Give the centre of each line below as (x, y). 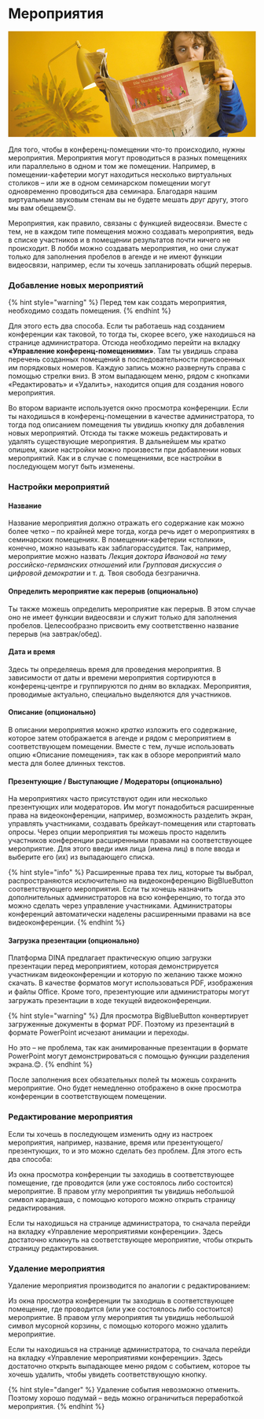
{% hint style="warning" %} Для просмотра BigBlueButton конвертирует (128, 1016)
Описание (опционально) (52, 712)
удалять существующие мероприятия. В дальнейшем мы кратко (117, 442)
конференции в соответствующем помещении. (88, 1097)
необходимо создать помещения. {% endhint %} (90, 311)
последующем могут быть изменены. (71, 467)
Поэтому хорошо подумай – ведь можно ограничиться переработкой (126, 1398)
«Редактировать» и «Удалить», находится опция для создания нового (126, 384)
